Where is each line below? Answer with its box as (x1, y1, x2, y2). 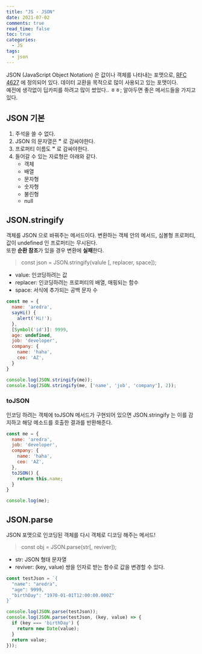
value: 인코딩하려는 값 (14, 271, 68, 278)
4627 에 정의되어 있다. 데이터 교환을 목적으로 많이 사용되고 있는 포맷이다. (6, 79, 178, 86)
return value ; (11, 636, 47, 643)
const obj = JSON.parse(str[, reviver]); (21, 543, 117, 550)
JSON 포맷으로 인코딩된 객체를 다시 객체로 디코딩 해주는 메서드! (6, 531, 156, 538)
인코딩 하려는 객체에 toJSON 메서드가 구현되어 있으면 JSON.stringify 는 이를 (6, 411, 188, 418)
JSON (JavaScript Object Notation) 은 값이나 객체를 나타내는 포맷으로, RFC (6, 71, 187, 79)
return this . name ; (17, 475, 63, 482)
